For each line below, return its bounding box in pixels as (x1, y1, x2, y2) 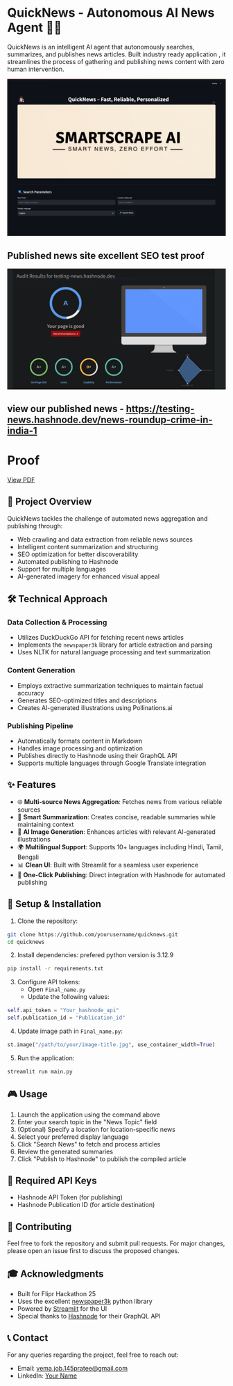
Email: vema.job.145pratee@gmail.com (17, 1364, 128, 1372)
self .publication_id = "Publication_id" (7, 1014, 126, 1021)
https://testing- (126, 403, 195, 415)
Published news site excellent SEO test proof (7, 249, 205, 262)
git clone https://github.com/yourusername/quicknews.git (7, 931, 178, 938)
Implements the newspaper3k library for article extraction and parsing (17, 640, 213, 649)
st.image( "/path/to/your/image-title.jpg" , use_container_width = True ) (7, 1041, 216, 1048)
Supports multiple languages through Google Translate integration (17, 759, 207, 767)
